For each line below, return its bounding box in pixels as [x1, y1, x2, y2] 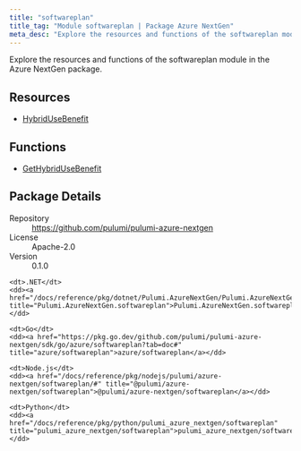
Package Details [9, 189, 101, 204]
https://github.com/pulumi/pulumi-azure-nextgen [31, 222, 213, 233]
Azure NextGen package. [9, 64, 103, 74]
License [9, 232, 39, 243]
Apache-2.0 [31, 241, 76, 251]
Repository [9, 212, 49, 224]
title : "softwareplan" [9, 13, 94, 22]
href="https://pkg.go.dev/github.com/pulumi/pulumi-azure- [37, 332, 262, 341]
